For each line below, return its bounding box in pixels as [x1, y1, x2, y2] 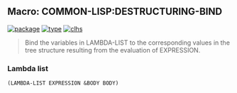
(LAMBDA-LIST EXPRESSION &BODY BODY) [7, 80, 119, 87]
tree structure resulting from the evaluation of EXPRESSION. [24, 45, 201, 54]
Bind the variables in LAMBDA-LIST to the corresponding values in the [24, 38, 231, 47]
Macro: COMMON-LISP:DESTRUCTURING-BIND [7, 6, 222, 18]
